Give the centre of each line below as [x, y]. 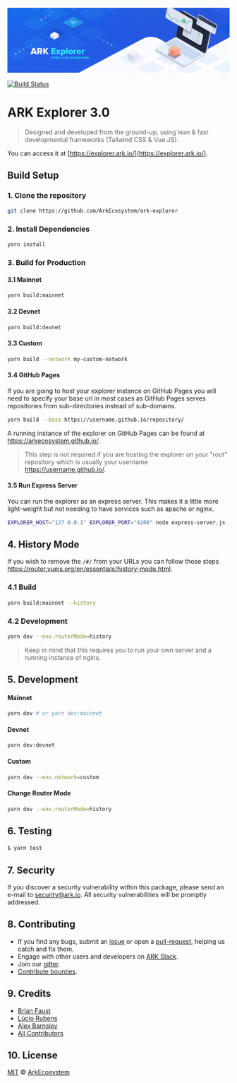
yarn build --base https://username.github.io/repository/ [96, 420]
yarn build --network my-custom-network [68, 359]
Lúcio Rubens [37, 1018]
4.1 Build [22, 587]
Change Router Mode [39, 793]
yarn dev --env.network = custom [53, 777]
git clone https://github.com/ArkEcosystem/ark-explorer [93, 211]
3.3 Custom [25, 343]
